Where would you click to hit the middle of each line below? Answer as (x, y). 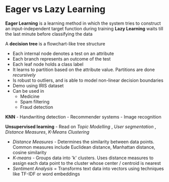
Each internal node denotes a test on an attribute (63, 53)
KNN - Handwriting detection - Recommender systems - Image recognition (83, 116)
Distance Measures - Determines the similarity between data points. (83, 142)
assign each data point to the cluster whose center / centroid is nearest (87, 163)
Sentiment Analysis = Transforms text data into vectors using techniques (88, 168)
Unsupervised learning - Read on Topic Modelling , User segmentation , (81, 127)
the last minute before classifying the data (49, 34)
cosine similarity (30, 152)
